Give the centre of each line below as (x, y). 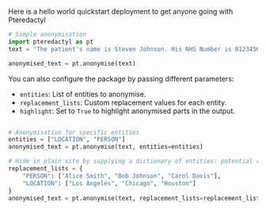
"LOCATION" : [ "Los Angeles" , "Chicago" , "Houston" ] (109, 183)
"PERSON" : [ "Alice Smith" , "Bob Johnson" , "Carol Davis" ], (122, 176)
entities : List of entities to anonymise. (83, 94)
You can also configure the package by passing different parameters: (121, 78)
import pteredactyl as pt (51, 42)
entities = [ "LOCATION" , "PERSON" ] (67, 139)
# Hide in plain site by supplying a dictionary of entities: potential (131, 162)
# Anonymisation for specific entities (74, 132)
